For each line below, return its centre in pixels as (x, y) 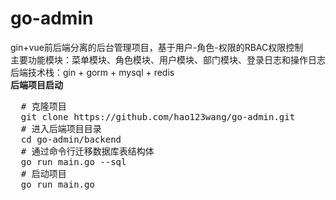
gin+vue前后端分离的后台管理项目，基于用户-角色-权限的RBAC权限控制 (157, 47)
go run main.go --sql (73, 161)
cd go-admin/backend (71, 139)
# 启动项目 (43, 173)
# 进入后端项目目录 (61, 128)
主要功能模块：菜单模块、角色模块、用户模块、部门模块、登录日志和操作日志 (168, 59)
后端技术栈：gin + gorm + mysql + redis (92, 72)
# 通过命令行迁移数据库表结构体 (87, 151)
